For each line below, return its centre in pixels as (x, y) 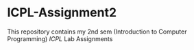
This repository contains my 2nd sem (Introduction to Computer (97, 32)
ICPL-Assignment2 (62, 13)
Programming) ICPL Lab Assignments (60, 38)
